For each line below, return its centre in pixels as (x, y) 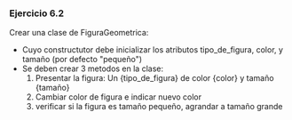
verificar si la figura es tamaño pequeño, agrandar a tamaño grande (159, 107)
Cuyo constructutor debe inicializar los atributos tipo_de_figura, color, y (153, 50)
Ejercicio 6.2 (37, 13)
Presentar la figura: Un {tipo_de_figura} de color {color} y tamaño (154, 78)
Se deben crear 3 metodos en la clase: (93, 68)
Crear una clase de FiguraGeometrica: (79, 33)
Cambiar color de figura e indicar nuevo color (118, 97)
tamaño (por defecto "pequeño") (82, 60)
